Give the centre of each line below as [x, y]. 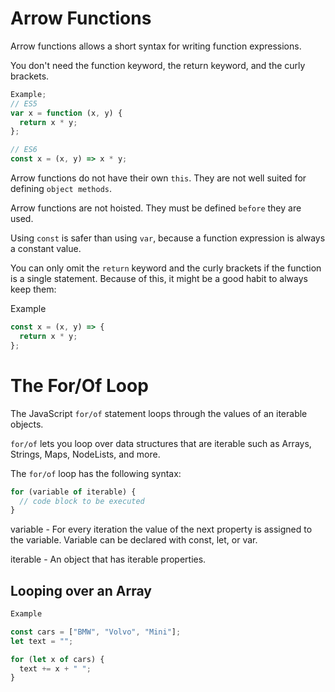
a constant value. [46, 249]
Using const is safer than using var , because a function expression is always [168, 238]
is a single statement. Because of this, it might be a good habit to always [159, 279]
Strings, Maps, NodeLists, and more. [85, 454]
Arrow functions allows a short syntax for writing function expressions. [156, 46]
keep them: [33, 289]
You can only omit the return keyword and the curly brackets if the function [166, 268]
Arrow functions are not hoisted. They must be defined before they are [156, 208]
